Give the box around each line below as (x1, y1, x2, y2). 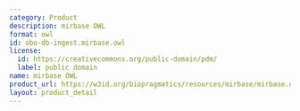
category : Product (9, 13, 78, 22)
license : (9, 47, 42, 55)
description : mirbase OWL (9, 21, 105, 30)
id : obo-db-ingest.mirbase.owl (9, 38, 126, 47)
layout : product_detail (9, 88, 98, 97)
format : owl (9, 30, 54, 38)
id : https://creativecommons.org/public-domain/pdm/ (17, 55, 218, 64)
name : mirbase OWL (9, 72, 78, 81)
